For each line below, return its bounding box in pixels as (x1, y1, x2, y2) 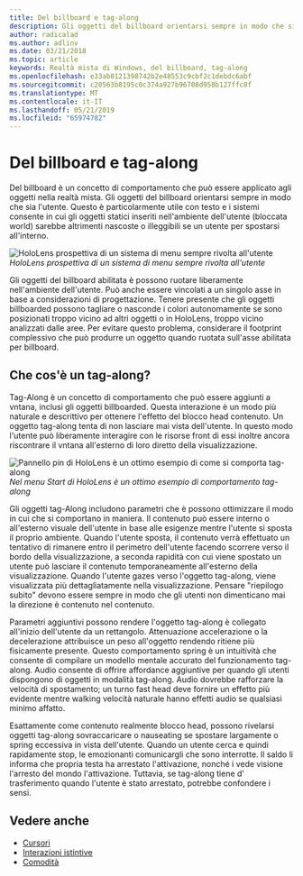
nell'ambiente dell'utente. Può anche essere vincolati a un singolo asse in (9, 285, 281, 296)
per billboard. (9, 342, 60, 352)
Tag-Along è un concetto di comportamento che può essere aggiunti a (9, 391, 271, 402)
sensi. (9, 787, 32, 798)
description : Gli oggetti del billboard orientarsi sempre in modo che (9, 22, 284, 31)
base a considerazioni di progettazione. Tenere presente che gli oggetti (9, 294, 275, 305)
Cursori (22, 837, 51, 848)
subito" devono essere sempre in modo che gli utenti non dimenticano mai (9, 589, 286, 600)
